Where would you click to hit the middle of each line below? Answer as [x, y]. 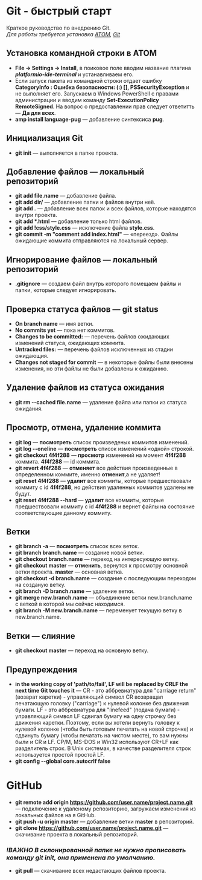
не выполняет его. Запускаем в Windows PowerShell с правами [97, 93]
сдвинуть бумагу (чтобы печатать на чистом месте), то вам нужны [102, 736]
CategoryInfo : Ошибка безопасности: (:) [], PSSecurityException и [102, 87]
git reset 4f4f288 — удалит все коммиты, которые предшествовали [103, 480]
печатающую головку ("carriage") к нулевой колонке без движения [102, 704]
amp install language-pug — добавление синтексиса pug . [90, 119]
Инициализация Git [45, 138]
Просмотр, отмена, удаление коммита [84, 428]
